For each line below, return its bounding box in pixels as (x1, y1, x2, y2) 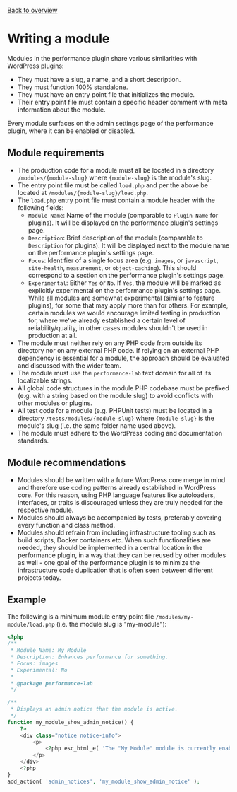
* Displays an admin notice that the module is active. (10, 706, 178, 713)
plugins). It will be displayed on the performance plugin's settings (28, 219, 219, 227)
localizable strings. (17, 376, 73, 385)
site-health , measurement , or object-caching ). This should (28, 263, 197, 272)
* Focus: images (10, 660, 59, 667)
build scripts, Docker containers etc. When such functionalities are (17, 535, 212, 544)
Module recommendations (7, 457, 126, 469)
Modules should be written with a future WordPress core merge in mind (17, 475, 226, 484)
